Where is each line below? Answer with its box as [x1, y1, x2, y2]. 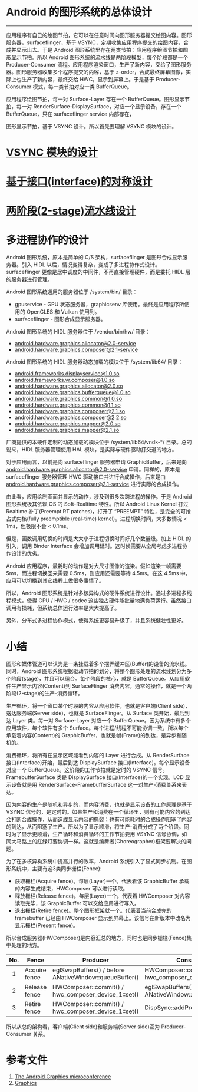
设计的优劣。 [11, 550, 42, 557]
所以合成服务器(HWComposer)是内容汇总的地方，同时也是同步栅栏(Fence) [6, 935, 187, 942]
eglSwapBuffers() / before [52, 966, 125, 974]
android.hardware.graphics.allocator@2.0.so [14, 382, 123, 390]
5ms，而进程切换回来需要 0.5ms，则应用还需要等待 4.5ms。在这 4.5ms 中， [6, 570, 191, 577]
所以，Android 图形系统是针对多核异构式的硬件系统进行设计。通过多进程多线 [6, 590, 192, 597]
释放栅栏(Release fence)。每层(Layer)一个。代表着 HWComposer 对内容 [14, 892, 190, 899]
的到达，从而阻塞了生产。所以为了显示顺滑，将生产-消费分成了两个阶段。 [6, 823, 184, 830]
